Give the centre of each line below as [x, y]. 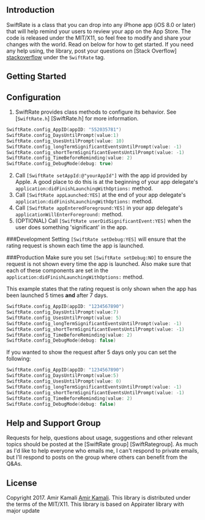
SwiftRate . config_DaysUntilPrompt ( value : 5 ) [63, 376]
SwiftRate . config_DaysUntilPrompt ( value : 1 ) [63, 135]
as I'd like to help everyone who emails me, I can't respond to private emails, [103, 451]
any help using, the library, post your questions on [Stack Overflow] [91, 51]
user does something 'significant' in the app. [71, 227]
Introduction [31, 10]
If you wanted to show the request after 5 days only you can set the [91, 352]
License [22, 483]
